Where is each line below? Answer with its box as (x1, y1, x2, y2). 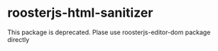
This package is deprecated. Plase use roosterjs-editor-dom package (7, 28, 211, 36)
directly (7, 35, 30, 43)
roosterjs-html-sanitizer (7, 5, 153, 21)
